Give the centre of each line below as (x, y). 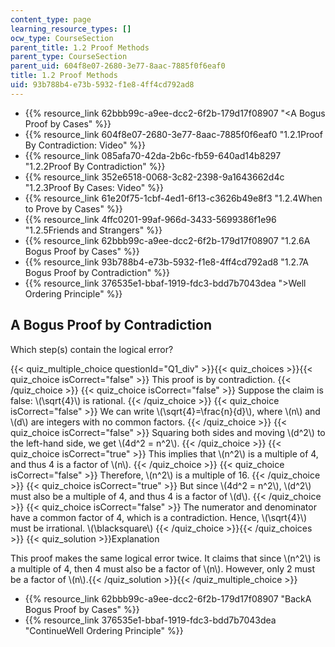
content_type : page (51, 19)
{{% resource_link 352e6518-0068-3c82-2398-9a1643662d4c (154, 177)
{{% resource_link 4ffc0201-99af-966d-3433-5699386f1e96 (150, 219)
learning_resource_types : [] (71, 29)
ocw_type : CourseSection (62, 38)
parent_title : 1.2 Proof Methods (80, 47)
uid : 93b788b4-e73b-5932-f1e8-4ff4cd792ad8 (102, 85)
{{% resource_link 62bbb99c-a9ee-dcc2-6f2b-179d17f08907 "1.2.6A (167, 240)
